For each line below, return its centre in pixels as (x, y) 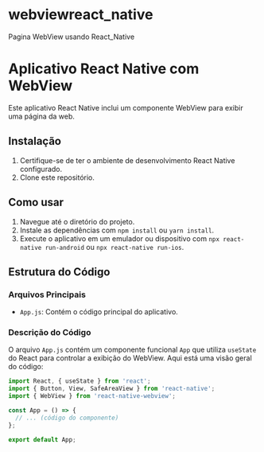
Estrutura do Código (59, 272)
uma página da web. (42, 116)
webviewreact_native (81, 15)
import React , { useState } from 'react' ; (80, 381)
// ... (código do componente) (67, 418)
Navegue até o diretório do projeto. (77, 221)
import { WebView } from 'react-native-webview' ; (92, 396)
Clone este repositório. (57, 177)
